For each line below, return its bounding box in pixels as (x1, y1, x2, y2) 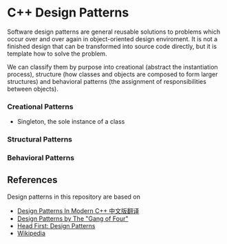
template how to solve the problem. (7, 49, 108, 58)
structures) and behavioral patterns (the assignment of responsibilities (7, 77, 206, 85)
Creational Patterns (7, 102, 74, 111)
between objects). (7, 85, 58, 93)
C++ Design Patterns (7, 5, 129, 21)
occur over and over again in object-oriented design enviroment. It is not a (7, 34, 218, 43)
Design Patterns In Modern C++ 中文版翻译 (17, 206, 140, 214)
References (7, 174, 58, 186)
